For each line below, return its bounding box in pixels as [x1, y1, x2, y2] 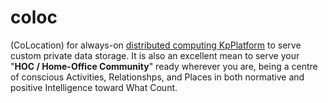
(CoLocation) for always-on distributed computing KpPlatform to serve [10, 39, 302, 51]
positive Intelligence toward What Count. [10, 81, 178, 93]
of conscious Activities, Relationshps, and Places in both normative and [10, 71, 305, 83]
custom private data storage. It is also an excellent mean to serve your [10, 49, 300, 61]
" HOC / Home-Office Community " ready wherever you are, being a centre [10, 60, 318, 72]
